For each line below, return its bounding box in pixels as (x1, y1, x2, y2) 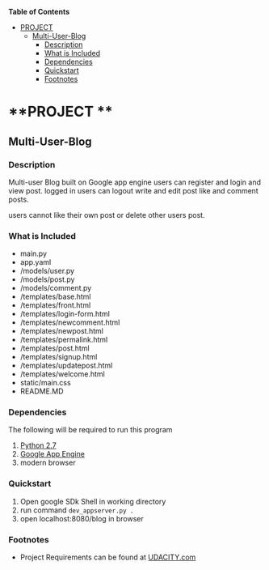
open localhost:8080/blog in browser (19, 513, 144, 523)
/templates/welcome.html (19, 369, 105, 379)
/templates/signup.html (19, 352, 98, 362)
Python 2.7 (19, 440, 57, 450)
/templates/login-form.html (19, 309, 111, 319)
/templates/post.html (19, 343, 90, 353)
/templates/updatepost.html (19, 360, 113, 371)
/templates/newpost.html (19, 326, 103, 336)
